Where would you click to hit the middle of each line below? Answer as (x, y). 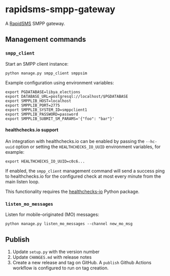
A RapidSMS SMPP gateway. (35, 23)
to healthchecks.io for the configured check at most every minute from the (83, 176)
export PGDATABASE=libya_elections (43, 92)
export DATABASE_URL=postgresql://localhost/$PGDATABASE (67, 96)
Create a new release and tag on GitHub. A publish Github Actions (82, 262)
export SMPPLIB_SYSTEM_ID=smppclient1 (46, 110)
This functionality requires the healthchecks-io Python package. (72, 191)
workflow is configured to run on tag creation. (61, 268)
